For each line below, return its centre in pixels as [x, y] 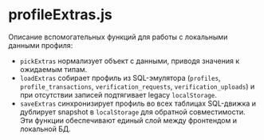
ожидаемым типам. [53, 69]
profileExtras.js [61, 15]
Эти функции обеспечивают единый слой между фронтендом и [128, 120]
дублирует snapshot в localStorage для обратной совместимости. [132, 112]
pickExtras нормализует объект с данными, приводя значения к [130, 61]
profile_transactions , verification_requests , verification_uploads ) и [137, 86]
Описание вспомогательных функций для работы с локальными [118, 37]
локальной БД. [45, 129]
